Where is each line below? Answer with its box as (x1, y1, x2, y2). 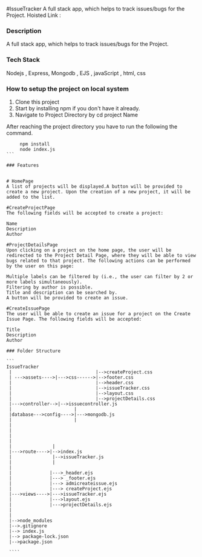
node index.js (19, 146, 56, 152)
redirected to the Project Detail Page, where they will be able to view (6, 252, 197, 258)
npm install (19, 141, 50, 147)
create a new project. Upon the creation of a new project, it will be (6, 188, 191, 195)
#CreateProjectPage (6, 204, 56, 211)
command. (6, 129, 33, 136)
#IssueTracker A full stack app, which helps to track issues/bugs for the (6, 5, 185, 12)
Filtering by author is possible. (6, 284, 94, 290)
